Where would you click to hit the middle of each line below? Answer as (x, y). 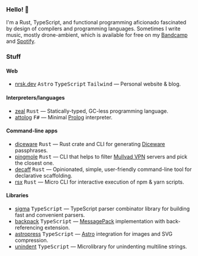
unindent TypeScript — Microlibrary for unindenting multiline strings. (101, 246)
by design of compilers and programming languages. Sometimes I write (93, 29)
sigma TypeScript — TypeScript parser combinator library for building (102, 209)
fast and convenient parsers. (50, 215)
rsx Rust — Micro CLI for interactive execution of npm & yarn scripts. (100, 182)
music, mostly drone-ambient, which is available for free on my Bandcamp (97, 35)
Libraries (17, 195)
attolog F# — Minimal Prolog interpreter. (63, 117)
